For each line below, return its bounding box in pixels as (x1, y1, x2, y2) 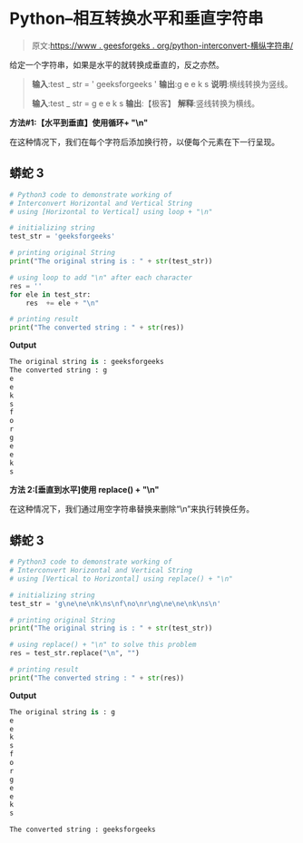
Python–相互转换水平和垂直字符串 (9, 8, 264, 29)
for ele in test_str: (9, 289, 92, 299)
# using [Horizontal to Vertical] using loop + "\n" (9, 207, 213, 216)
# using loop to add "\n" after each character (9, 273, 193, 282)
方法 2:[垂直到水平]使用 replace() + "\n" (9, 485, 160, 495)
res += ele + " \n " (25, 299, 100, 308)
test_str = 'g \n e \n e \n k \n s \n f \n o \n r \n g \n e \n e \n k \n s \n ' (9, 599, 221, 608)
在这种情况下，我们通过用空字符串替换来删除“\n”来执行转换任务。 (9, 504, 255, 515)
